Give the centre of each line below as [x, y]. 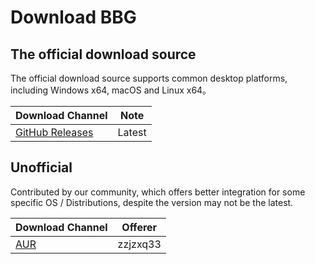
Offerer [139, 227]
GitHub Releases [54, 132]
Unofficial [41, 167]
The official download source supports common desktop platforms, [149, 78]
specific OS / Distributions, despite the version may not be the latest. [152, 202]
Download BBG [73, 17]
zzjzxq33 [139, 244]
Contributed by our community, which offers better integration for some [158, 192]
